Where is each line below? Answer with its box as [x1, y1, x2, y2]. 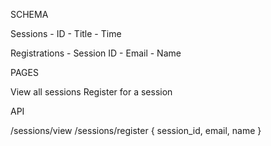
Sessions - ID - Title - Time [10, 28, 122, 39]
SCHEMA [10, 9, 49, 20]
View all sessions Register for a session [10, 86, 173, 98]
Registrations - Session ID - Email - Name [10, 47, 182, 59]
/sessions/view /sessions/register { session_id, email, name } [10, 125, 262, 136]
